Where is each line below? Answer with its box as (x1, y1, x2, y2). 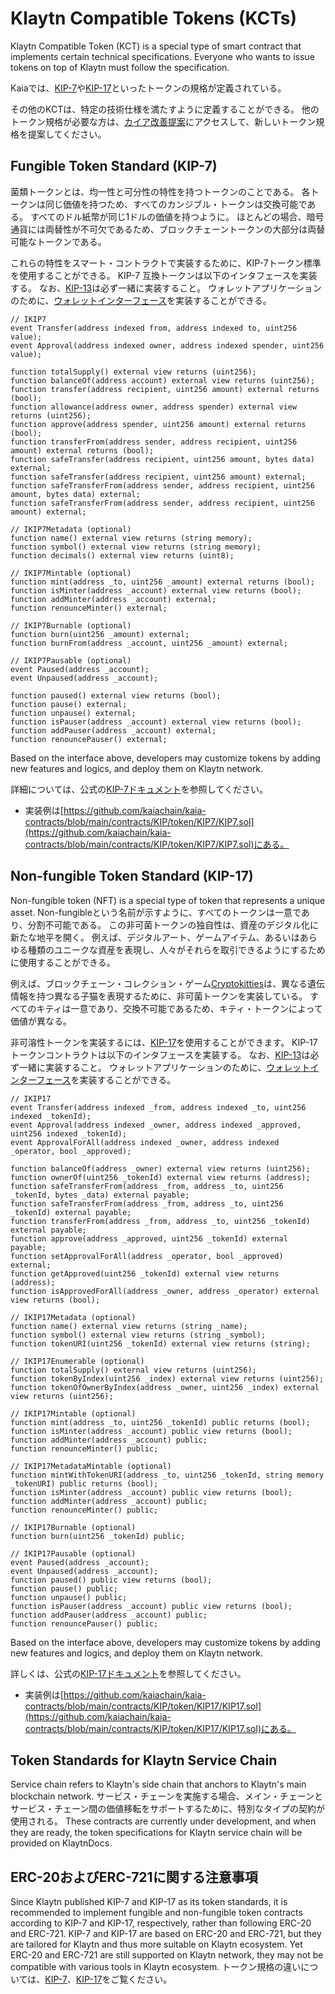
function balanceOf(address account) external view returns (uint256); (10, 375, 315, 386)
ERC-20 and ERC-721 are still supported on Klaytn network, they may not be (10, 1949, 324, 1961)
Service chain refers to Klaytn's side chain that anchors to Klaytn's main (10, 1778, 307, 1791)
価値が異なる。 (10, 1015, 72, 1027)
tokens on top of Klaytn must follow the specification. (10, 61, 230, 73)
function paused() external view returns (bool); (10, 690, 222, 701)
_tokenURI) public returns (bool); (10, 1478, 159, 1489)
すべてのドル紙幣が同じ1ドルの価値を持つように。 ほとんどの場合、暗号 (29, 210, 325, 222)
